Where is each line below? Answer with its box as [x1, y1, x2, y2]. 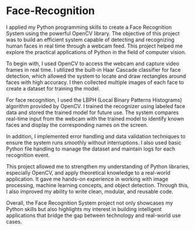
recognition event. [6, 151, 50, 158]
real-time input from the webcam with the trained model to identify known [6, 115, 184, 122]
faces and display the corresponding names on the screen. [6, 121, 148, 128]
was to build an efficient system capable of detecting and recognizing [6, 36, 175, 43]
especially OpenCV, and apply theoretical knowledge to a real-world [6, 169, 171, 176]
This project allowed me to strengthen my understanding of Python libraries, [6, 163, 190, 170]
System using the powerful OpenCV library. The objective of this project [6, 29, 180, 36]
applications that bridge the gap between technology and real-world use [6, 212, 181, 219]
